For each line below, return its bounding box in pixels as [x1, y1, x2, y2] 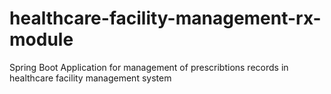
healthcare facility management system [9, 72, 172, 84]
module [9, 28, 74, 51]
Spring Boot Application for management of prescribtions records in [9, 61, 289, 73]
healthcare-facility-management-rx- [9, 7, 322, 30]
